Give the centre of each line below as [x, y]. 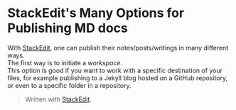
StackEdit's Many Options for [96, 13]
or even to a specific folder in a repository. [69, 85]
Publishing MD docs [68, 28]
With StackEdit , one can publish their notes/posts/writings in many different [118, 48]
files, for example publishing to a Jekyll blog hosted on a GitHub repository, [118, 78]
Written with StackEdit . [58, 99]
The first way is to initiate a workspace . [65, 62]
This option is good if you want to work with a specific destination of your [115, 70]
